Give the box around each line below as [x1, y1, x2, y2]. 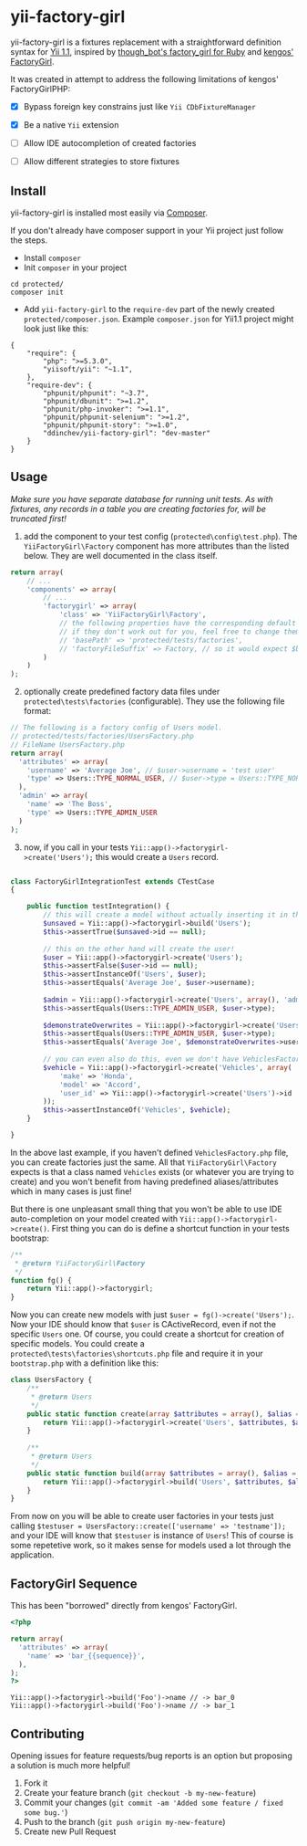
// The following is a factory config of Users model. [10, 723, 223, 732]
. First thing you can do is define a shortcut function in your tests [46, 1222, 290, 1233]
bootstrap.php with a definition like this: [10, 1358, 159, 1369]
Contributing [10, 1725, 85, 1741]
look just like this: [23, 323, 89, 334]
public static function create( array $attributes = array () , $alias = [26, 1409, 301, 1419]
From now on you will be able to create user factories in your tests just [10, 1511, 274, 1522]
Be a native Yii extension [23, 120, 119, 130]
